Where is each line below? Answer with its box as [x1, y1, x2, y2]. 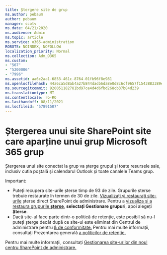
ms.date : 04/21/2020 [5, 26, 48, 31]
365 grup [5, 147, 44, 158]
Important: [5, 178, 26, 184]
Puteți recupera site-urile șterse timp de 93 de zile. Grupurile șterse [12, 187, 151, 193]
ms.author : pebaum [5, 12, 43, 17]
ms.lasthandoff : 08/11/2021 [5, 100, 64, 105]
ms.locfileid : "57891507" [5, 104, 59, 109]
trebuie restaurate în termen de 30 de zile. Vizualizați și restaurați [12, 192, 147, 198]
